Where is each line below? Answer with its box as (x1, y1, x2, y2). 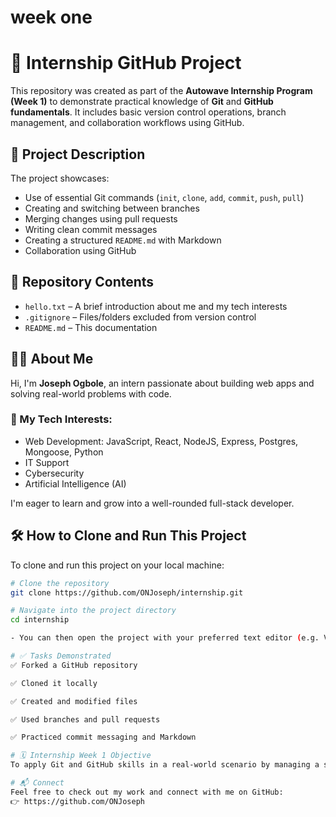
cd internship (10, 615, 70, 625)
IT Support (24, 456, 70, 468)
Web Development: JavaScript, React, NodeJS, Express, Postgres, (24, 435, 299, 447)
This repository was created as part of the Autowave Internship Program (10, 85, 313, 97)
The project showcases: (10, 172, 110, 184)
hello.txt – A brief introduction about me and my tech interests (24, 300, 288, 312)
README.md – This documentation (24, 321, 158, 333)
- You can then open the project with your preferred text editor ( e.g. (10, 633, 320, 643)
